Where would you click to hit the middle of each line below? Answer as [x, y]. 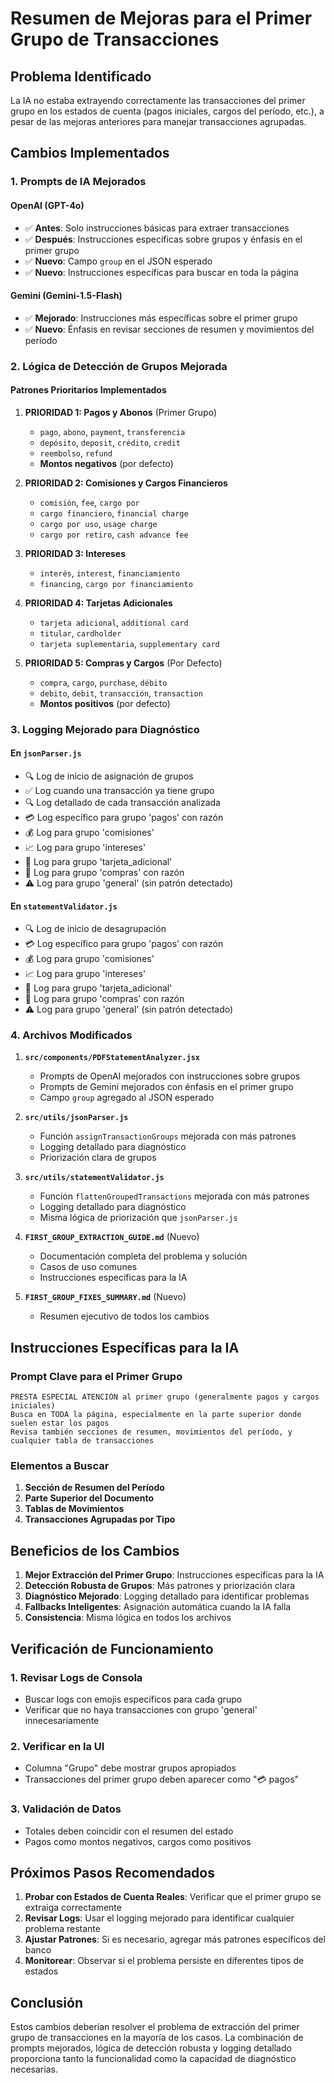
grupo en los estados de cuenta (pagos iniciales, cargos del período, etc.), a [167, 111]
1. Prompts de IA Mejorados [78, 182]
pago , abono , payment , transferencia [112, 431]
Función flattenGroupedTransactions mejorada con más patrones [174, 1196]
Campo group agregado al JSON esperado [127, 1098]
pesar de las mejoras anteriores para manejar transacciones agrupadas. [158, 121]
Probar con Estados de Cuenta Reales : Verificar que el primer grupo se [173, 1897]
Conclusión [47, 2002]
